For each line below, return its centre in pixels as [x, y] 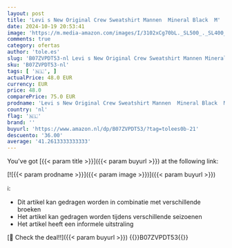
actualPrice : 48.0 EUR [40, 77]
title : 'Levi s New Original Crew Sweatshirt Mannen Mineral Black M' [114, 20]
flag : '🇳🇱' [24, 116]
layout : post [26, 13]
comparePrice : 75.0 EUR [41, 97]
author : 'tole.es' [33, 52]
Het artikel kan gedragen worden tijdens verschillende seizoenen [109, 217]
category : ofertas [33, 45]
